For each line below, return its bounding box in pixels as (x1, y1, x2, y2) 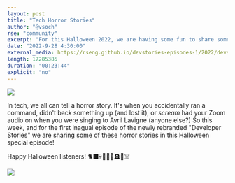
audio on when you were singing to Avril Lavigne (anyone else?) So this (7, 116, 213, 124)
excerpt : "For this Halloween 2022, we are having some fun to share (7, 36, 215, 43)
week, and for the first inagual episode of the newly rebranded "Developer (7, 123, 222, 131)
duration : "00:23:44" (7, 62, 71, 69)
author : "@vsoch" (7, 23, 58, 30)
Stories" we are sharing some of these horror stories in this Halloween (7, 131, 210, 139)
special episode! (7, 138, 55, 147)
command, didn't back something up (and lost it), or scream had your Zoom (7, 108, 226, 117)
